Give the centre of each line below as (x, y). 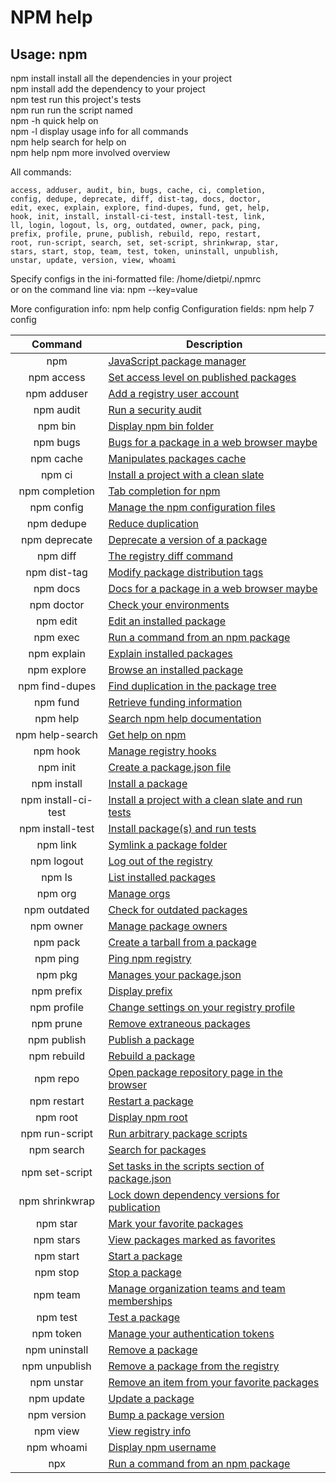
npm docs (57, 588)
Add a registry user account (174, 393)
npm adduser (56, 393)
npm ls (57, 877)
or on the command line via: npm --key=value (104, 289)
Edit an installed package (167, 621)
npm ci (56, 474)
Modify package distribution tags (186, 572)
